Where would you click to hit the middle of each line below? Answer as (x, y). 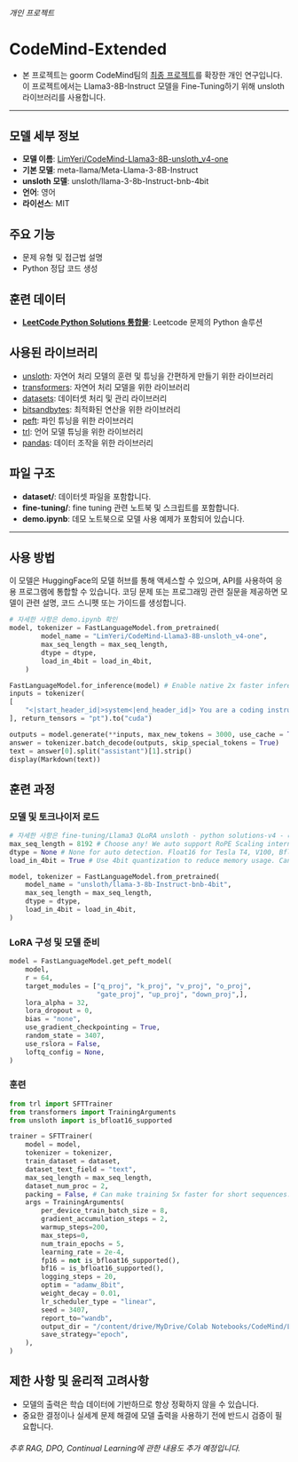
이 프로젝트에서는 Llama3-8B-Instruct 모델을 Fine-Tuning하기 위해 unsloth (153, 86)
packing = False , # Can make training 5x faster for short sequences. (158, 1194)
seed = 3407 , (65, 1310)
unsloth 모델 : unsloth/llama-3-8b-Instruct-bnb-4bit (115, 181)
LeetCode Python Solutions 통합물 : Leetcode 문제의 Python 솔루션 (142, 322)
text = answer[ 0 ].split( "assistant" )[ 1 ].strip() (101, 751)
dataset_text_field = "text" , (81, 1169)
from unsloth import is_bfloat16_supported (91, 1120)
